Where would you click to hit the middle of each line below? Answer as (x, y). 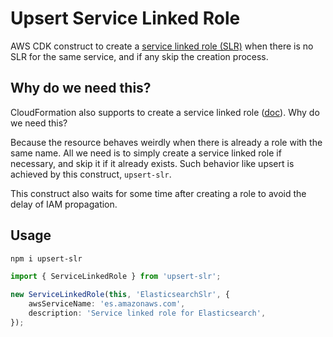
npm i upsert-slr (46, 258)
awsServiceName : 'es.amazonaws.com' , (107, 304)
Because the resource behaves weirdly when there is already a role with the (166, 142)
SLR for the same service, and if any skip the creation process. (139, 56)
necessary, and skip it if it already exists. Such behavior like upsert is (152, 163)
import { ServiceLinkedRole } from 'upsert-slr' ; (116, 277)
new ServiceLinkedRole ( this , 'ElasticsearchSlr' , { (120, 295)
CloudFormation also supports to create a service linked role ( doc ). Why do (165, 112)
